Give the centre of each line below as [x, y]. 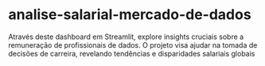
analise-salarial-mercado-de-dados [130, 15]
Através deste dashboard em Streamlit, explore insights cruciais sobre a [126, 37]
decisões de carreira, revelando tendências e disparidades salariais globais [132, 53]
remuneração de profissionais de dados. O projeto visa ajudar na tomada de [133, 45]
